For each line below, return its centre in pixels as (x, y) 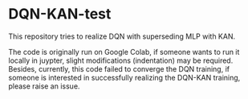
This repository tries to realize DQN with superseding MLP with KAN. (122, 36)
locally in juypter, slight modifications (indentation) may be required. (121, 60)
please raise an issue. (44, 86)
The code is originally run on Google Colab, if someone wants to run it (124, 52)
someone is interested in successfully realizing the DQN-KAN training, (124, 77)
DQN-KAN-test (60, 14)
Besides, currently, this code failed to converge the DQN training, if (119, 68)
